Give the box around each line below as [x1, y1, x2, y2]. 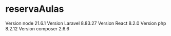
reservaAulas [5, 3, 64, 15]
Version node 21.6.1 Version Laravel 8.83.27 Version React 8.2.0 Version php [5, 20, 166, 26]
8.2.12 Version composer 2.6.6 [5, 25, 69, 31]
